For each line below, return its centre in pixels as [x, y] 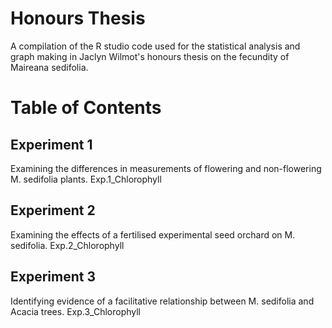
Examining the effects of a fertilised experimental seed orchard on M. [153, 234]
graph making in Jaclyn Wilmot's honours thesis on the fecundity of [150, 56]
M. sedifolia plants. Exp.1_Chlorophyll [86, 179]
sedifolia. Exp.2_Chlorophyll [67, 245]
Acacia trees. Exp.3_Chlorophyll [75, 311]
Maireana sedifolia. [49, 67]
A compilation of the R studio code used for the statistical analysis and [155, 46]
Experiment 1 [51, 144]
